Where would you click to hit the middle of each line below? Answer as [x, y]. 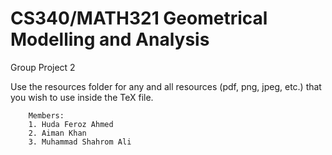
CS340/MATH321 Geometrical [139, 18]
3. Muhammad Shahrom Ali [80, 142]
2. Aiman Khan [57, 133]
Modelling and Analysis [110, 39]
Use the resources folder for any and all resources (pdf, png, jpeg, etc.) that [166, 86]
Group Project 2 [43, 67]
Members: [46, 115]
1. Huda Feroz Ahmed [71, 124]
